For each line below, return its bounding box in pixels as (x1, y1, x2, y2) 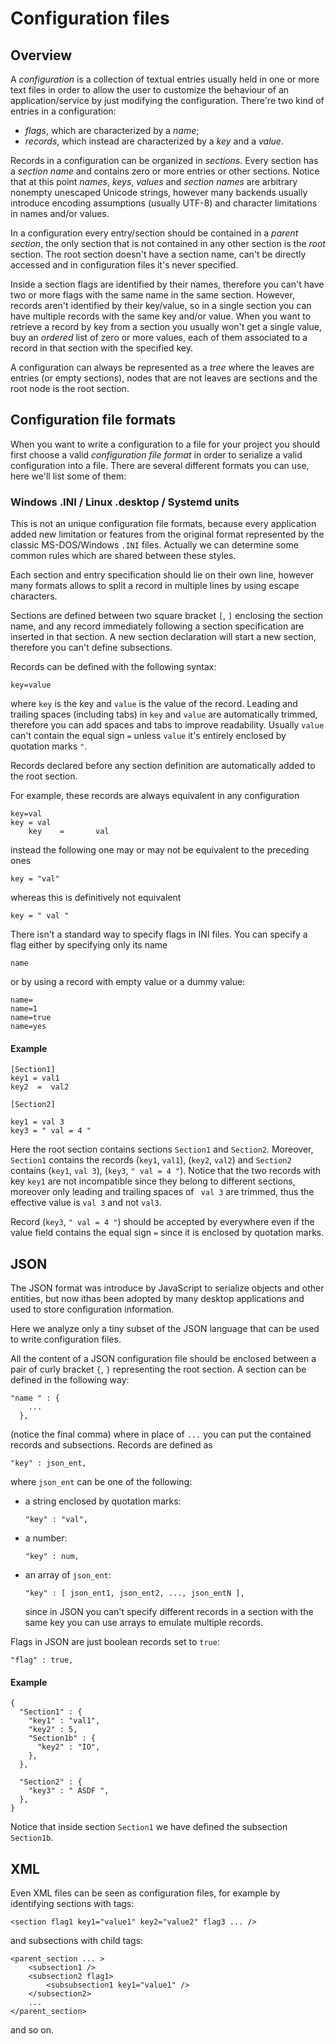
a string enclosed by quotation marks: (24, 1495, 182, 1507)
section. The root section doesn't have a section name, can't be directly (10, 248, 307, 260)
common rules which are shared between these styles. (10, 550, 237, 562)
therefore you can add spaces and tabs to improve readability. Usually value (10, 719, 325, 731)
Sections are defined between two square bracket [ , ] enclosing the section (10, 610, 324, 622)
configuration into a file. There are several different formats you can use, (10, 459, 310, 471)
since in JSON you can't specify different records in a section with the (24, 1606, 314, 1618)
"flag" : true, (10, 1655, 74, 1666)
